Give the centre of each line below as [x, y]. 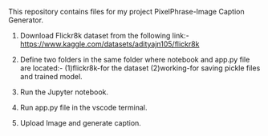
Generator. [26, 20]
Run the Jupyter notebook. [64, 92]
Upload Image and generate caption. [81, 123]
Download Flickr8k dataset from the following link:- [105, 36]
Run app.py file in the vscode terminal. [83, 108]
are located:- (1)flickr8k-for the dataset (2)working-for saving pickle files [140, 68]
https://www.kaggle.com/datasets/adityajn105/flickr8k [110, 44]
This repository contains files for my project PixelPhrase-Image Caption [126, 12]
